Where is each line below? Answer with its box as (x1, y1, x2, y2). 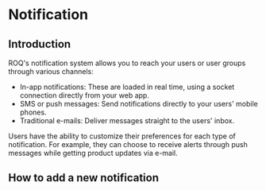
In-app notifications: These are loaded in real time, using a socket (19, 82, 235, 91)
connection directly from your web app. (19, 91, 149, 100)
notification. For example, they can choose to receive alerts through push (8, 140, 248, 149)
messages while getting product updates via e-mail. (8, 149, 179, 157)
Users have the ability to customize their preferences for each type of (8, 131, 236, 141)
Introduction (8, 37, 71, 51)
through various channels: (8, 67, 94, 76)
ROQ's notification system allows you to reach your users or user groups (8, 58, 246, 68)
